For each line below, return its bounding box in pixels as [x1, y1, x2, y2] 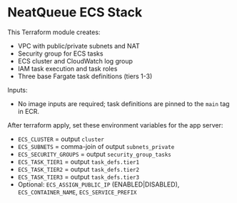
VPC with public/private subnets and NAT [17, 41, 141, 50]
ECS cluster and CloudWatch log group [17, 56, 133, 65]
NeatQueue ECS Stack [7, 4, 143, 21]
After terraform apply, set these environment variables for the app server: [7, 120, 223, 129]
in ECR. [17, 107, 40, 115]
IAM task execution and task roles [17, 64, 118, 73]
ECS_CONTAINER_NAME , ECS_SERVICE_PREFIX [17, 187, 137, 196]
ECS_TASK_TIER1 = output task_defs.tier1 [17, 157, 140, 166]
